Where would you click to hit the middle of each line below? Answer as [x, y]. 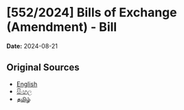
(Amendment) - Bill [62, 27]
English [27, 84]
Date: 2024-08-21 [32, 46]
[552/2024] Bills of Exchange [92, 13]
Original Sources [43, 67]
